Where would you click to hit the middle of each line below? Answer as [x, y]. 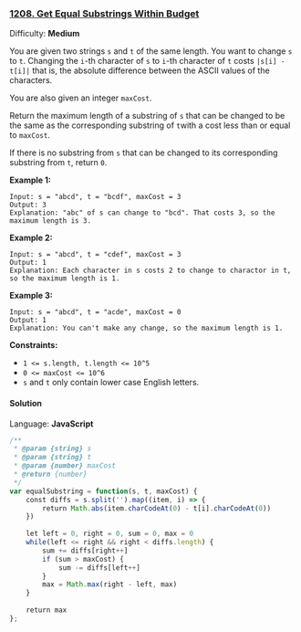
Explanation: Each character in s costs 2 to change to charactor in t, [150, 271]
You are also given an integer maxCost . [81, 98]
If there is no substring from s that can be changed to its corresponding [144, 153]
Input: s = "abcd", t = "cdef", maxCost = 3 [95, 255]
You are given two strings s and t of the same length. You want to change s [151, 51]
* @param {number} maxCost [65, 466]
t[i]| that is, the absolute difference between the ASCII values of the [140, 70]
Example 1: [31, 180]
